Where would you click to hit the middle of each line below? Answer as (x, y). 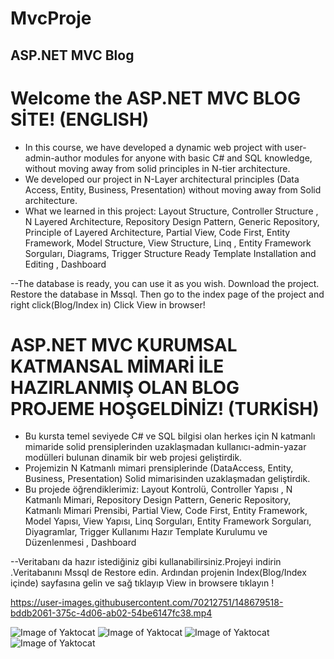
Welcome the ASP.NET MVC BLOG (155, 98)
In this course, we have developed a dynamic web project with (153, 147)
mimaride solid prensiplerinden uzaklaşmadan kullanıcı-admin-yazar (165, 447)
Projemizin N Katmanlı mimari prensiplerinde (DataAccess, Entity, (159, 468)
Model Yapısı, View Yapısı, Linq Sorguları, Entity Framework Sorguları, (168, 521)
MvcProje (51, 18)
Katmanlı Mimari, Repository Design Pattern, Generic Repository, (158, 500)
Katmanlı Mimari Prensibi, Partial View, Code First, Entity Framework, (166, 511)
